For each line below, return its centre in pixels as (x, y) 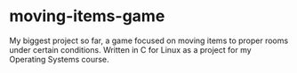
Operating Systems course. (59, 59)
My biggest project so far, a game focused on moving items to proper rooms (149, 40)
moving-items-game (87, 16)
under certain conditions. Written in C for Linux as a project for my (130, 49)
